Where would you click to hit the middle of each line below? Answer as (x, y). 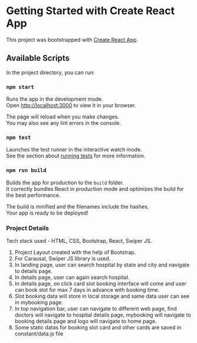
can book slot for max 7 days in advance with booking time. (87, 289)
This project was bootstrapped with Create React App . (72, 39)
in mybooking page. (39, 302)
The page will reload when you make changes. (63, 117)
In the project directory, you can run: (50, 72)
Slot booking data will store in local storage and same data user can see (102, 296)
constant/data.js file (39, 334)
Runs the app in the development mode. (55, 99)
